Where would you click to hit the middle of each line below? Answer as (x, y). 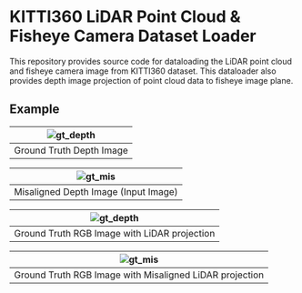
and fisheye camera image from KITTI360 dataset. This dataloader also (143, 71)
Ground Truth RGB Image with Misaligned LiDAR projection (139, 275)
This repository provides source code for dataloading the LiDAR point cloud (151, 61)
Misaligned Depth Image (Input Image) (96, 191)
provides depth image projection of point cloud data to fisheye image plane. (151, 80)
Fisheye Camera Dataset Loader (133, 36)
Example (35, 110)
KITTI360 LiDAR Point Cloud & (125, 17)
